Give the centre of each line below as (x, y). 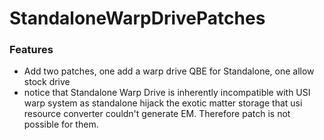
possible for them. (61, 124)
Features (31, 50)
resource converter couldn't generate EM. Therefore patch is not (157, 114)
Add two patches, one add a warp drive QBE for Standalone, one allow (169, 71)
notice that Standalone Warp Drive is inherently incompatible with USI (167, 93)
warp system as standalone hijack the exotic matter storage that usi (163, 103)
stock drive (47, 82)
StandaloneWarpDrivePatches (137, 18)
